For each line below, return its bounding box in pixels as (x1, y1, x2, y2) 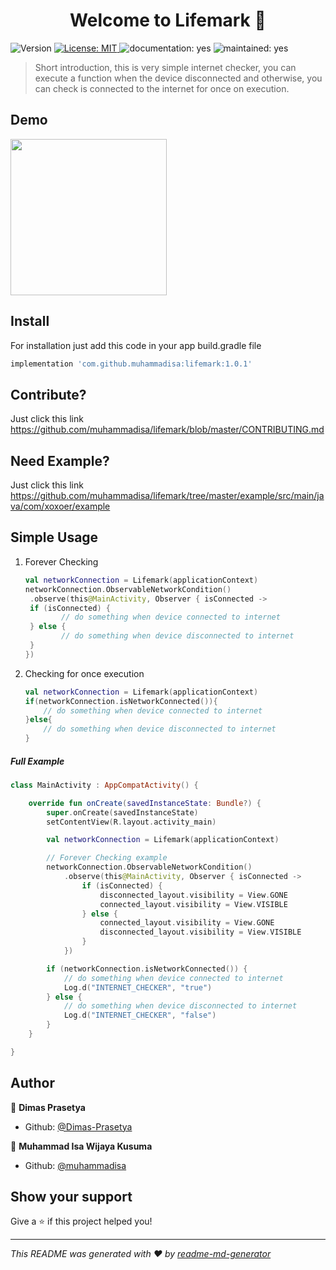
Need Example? (10, 452, 110, 469)
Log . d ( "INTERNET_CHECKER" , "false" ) (63, 1010, 217, 1021)
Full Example (10, 755, 65, 767)
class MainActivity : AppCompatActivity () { (10, 780, 199, 790)
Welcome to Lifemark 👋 (69, 9, 267, 32)
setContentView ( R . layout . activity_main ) (46, 817, 217, 827)
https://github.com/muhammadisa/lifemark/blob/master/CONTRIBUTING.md (10, 424, 325, 436)
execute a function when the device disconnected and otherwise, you (34, 72, 323, 84)
